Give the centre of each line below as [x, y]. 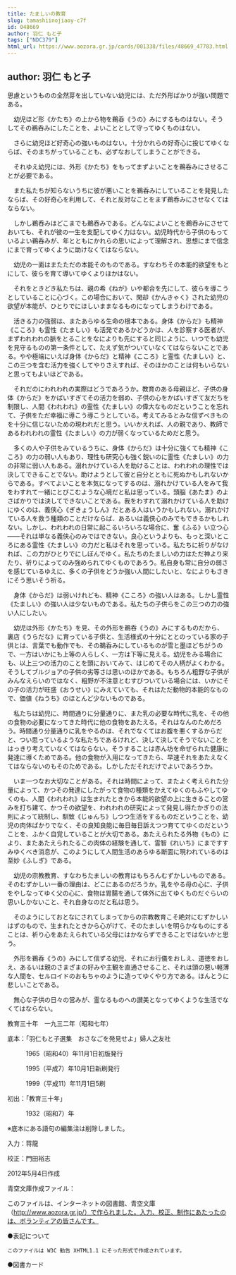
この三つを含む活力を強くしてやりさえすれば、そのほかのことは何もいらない [118, 365]
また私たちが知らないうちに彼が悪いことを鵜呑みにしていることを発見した [121, 190]
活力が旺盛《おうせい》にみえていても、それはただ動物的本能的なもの [127, 689]
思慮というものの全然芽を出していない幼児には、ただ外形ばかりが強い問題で [118, 95]
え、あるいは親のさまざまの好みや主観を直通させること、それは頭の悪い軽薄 [118, 967]
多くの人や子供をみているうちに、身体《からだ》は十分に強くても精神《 [118, 448]
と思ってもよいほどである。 [47, 374]
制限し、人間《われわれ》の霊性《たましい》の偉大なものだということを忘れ [118, 406]
